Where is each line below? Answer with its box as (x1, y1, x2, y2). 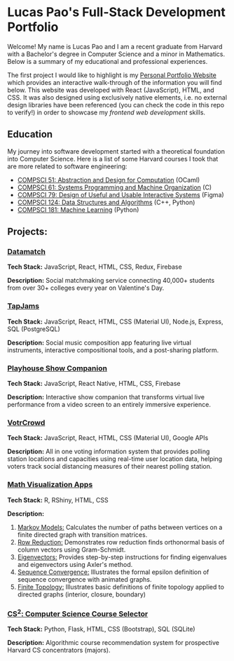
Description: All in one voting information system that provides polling (7, 447, 210, 456)
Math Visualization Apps (7, 480, 93, 490)
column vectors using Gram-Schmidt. (17, 545, 126, 554)
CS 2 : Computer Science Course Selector (7, 608, 149, 618)
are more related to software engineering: (7, 162, 128, 171)
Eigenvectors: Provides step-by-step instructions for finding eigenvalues (17, 552, 227, 561)
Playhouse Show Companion (7, 363, 107, 373)
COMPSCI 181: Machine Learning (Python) (17, 205, 139, 214)
